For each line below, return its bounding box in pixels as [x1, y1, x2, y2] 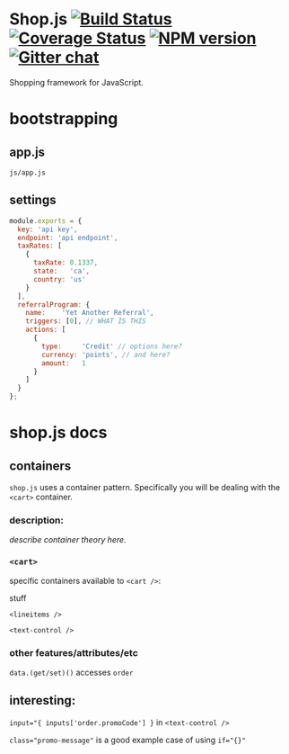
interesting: [9, 693, 76, 708]
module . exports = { [9, 216, 83, 225]
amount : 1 [41, 358, 87, 368]
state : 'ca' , [32, 266, 91, 275]
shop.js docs [9, 423, 108, 443]
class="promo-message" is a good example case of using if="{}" [9, 734, 247, 745]
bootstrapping [9, 109, 118, 130]
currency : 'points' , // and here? [41, 350, 171, 359]
